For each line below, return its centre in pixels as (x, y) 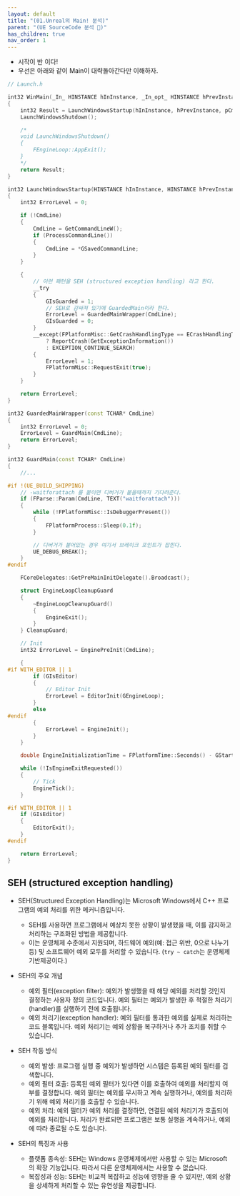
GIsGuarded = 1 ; (70, 301)
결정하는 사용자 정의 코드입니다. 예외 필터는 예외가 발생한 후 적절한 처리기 (130, 1000)
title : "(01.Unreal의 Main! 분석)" (58, 21)
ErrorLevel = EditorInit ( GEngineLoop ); (105, 696)
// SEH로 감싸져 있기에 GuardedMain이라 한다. (107, 308)
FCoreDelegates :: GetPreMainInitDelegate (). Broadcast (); (105, 578)
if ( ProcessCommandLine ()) (73, 235)
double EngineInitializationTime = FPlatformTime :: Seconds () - (116, 755)
